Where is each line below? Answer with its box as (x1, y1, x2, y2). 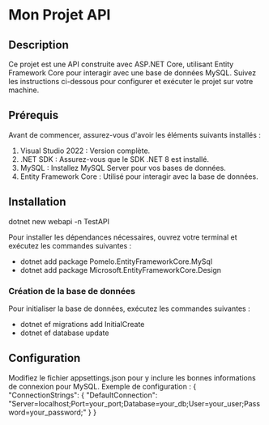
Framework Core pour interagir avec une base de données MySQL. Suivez (8, 68, 257, 78)
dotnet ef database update (19, 328, 109, 338)
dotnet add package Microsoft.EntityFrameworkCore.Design (19, 265, 221, 274)
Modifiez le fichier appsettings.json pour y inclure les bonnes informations (8, 372, 257, 382)
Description (8, 38, 69, 52)
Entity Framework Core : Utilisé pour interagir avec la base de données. (19, 172, 258, 181)
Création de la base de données (8, 285, 136, 296)
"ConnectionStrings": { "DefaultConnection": (8, 390, 158, 400)
